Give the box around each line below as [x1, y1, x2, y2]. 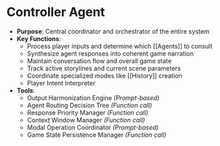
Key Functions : [16, 34, 61, 42]
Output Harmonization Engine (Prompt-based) [26, 93, 160, 102]
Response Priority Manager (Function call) [26, 108, 149, 117]
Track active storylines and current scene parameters [26, 64, 182, 72]
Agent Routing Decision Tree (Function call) [26, 101, 152, 109]
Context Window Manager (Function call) [26, 115, 146, 124]
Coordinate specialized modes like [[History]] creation [26, 71, 182, 80]
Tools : [16, 86, 36, 95]
